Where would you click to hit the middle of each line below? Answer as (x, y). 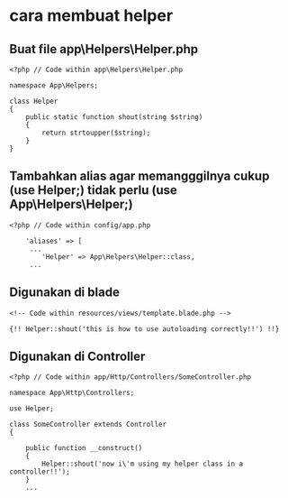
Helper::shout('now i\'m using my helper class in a (143, 464)
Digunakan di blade (64, 293)
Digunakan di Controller (77, 357)
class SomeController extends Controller (88, 425)
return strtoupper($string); (96, 133)
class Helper (34, 101)
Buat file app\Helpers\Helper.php (104, 49)
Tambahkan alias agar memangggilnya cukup (139, 176)
